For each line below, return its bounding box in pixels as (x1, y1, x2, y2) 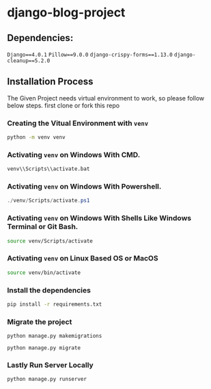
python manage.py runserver (7, 376, 87, 383)
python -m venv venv (7, 134, 66, 141)
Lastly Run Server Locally (7, 360, 94, 370)
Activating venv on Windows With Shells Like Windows (7, 213, 192, 223)
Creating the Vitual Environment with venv (7, 118, 149, 128)
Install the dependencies (7, 285, 91, 295)
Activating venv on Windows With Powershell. (7, 182, 162, 191)
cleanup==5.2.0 (7, 57, 51, 64)
